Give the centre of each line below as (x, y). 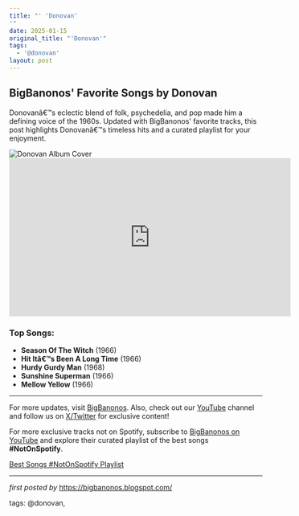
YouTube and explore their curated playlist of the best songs (109, 440)
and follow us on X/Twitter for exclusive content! (89, 416)
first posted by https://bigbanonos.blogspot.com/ (91, 487)
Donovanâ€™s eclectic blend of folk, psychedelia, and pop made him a (126, 113)
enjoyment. (28, 138)
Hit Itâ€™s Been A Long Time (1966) (81, 358)
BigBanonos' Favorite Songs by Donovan (113, 93)
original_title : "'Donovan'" (58, 38)
